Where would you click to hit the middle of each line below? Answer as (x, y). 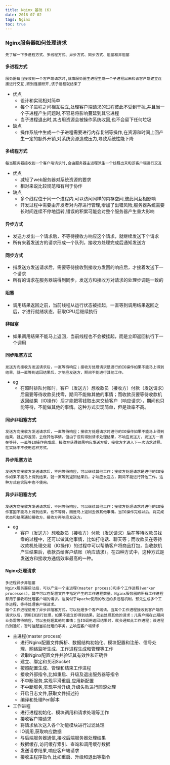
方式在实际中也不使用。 (30, 483)
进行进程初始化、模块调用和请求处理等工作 (65, 712)
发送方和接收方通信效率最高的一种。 (58, 558)
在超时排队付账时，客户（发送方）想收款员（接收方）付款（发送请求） (92, 388)
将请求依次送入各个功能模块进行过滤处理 (62, 725)
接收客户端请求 (36, 718)
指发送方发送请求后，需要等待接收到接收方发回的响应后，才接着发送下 (86, 267)
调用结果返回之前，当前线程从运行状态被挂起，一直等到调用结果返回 (83, 305)
